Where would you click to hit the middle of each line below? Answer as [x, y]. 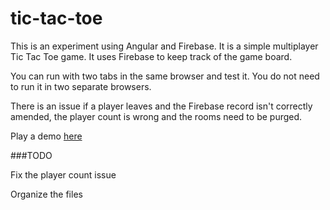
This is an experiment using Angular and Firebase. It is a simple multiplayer [164, 46]
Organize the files [46, 194]
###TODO [31, 155]
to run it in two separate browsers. [81, 86]
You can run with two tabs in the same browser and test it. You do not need [165, 76]
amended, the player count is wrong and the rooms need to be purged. [156, 116]
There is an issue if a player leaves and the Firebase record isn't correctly [161, 106]
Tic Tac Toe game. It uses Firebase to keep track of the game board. [151, 56]
